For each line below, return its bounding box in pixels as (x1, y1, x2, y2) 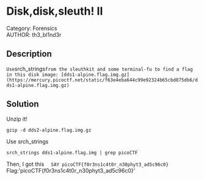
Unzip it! (6, 115, 27, 122)
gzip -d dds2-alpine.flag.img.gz (6, 127, 92, 133)
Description (6, 49, 52, 59)
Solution (6, 99, 39, 110)
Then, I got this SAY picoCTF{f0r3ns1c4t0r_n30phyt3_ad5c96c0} (6, 160, 169, 168)
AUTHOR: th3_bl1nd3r (6, 31, 62, 38)
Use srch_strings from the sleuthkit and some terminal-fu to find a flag (6, 65, 194, 72)
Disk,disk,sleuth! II (6, 4, 103, 18)
